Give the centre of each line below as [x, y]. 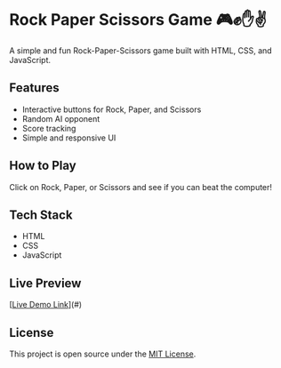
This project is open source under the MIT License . [103, 354]
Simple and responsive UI [69, 138]
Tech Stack [41, 215]
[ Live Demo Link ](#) [46, 305]
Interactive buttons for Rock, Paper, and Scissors [112, 109]
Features [34, 88]
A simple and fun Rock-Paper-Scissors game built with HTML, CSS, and [141, 50]
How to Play [43, 166]
